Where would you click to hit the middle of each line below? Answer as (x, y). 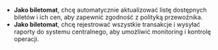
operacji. (26, 39)
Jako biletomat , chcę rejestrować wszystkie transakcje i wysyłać (107, 24)
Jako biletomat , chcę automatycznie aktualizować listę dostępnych (110, 10)
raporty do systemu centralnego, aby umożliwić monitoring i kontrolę (112, 32)
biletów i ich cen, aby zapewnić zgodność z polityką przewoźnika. (108, 17)
